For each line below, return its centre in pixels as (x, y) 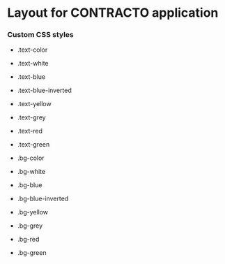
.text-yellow (34, 104)
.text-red (30, 131)
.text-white (33, 64)
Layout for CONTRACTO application (113, 13)
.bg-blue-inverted (43, 199)
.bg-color (31, 158)
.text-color (32, 50)
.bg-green (32, 253)
